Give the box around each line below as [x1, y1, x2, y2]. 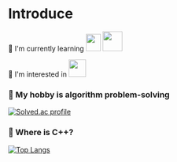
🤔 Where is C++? [8, 127, 74, 138]
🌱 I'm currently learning [8, 43, 84, 53]
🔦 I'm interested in [8, 69, 67, 79]
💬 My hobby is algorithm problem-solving [8, 89, 171, 100]
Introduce [8, 5, 73, 23]
